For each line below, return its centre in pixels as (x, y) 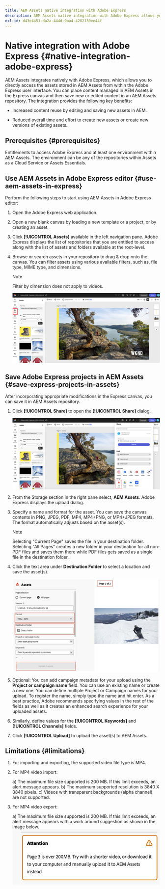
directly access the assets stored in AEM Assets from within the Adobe (77, 85)
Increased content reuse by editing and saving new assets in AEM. (80, 110)
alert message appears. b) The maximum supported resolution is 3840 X (86, 787)
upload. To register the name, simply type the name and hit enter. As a (83, 696)
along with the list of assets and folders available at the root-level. (79, 247)
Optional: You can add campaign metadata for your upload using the (81, 680)
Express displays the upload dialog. (48, 503)
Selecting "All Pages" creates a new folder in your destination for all (81, 547)
